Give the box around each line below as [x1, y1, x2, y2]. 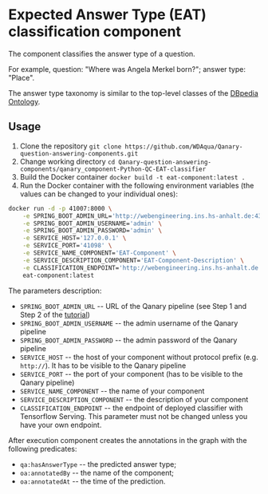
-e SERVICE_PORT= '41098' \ [22, 242, 112, 250]
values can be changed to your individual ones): [19, 189, 178, 199]
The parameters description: [8, 286, 102, 295]
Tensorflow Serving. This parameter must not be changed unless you [19, 411, 248, 421]
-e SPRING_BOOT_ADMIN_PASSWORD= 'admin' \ [22, 227, 162, 235]
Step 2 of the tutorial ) [19, 310, 90, 319]
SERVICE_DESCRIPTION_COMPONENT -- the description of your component [19, 394, 249, 404]
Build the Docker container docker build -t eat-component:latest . [19, 172, 246, 181]
